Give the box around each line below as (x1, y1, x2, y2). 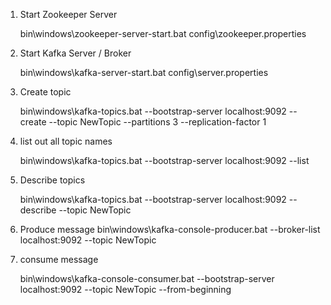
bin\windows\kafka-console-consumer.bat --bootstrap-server (19, 273, 275, 284)
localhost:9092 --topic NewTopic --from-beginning (19, 284, 232, 295)
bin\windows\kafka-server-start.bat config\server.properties (19, 67, 269, 78)
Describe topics (19, 174, 86, 186)
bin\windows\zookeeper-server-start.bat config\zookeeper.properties (19, 28, 307, 39)
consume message (19, 254, 99, 265)
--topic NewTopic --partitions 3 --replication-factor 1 (48, 116, 267, 128)
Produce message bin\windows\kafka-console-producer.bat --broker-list (19, 224, 321, 235)
